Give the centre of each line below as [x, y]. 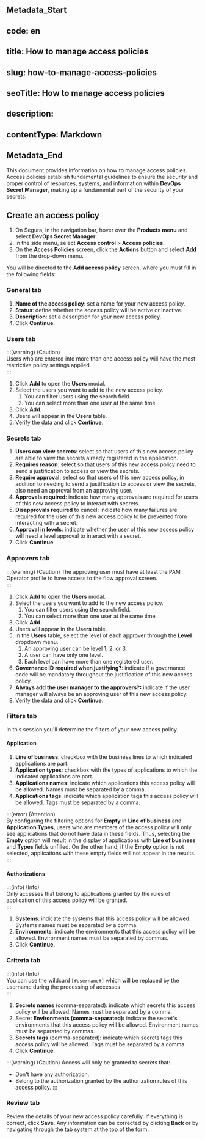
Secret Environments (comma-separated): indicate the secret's [96, 1018]
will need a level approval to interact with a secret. [78, 536]
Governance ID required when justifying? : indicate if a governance [100, 668]
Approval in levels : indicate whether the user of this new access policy [104, 529]
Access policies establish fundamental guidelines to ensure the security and [102, 177]
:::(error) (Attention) [31, 815]
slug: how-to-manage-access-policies [82, 72]
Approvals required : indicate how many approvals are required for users [106, 497]
